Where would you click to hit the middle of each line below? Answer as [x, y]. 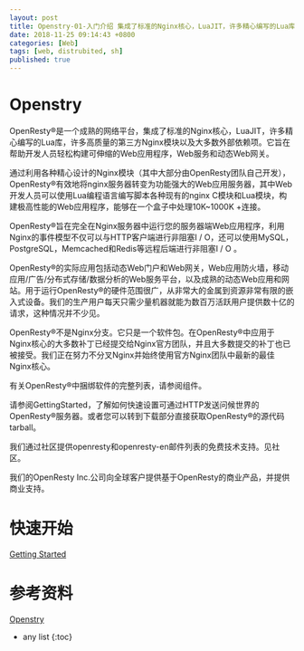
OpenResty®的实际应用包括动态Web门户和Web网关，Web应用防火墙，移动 [149, 267]
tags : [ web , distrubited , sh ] [66, 52]
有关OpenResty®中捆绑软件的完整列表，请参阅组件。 [108, 385]
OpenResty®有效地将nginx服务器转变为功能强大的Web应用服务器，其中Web [151, 184]
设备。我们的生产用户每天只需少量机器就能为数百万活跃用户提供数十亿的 [160, 302]
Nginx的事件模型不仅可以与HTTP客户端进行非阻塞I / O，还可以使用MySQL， [152, 237]
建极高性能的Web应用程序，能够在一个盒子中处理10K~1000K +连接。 [138, 206]
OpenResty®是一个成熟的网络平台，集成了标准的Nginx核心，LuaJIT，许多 [147, 130]
